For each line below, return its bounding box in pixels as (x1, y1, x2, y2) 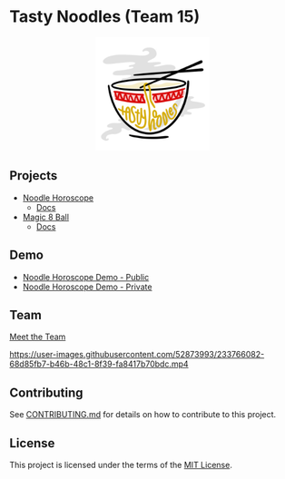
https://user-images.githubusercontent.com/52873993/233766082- (9, 349, 265, 360)
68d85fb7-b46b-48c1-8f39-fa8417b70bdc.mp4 (9, 358, 189, 369)
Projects (9, 168, 58, 183)
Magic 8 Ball (22, 211, 70, 222)
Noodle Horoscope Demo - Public (22, 271, 150, 282)
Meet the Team (9, 331, 66, 342)
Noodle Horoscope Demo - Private (22, 281, 152, 292)
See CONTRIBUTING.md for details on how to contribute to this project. (9, 409, 277, 420)
